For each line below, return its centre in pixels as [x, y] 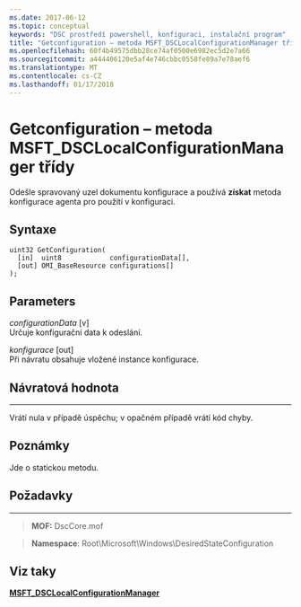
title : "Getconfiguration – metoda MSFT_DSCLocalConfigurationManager [144, 43]
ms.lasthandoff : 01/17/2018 [62, 84]
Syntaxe [33, 229]
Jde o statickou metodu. [54, 467]
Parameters [43, 301]
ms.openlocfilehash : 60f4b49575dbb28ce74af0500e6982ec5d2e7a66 [130, 51]
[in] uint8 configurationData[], [104, 258]
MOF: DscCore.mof [67, 525]
